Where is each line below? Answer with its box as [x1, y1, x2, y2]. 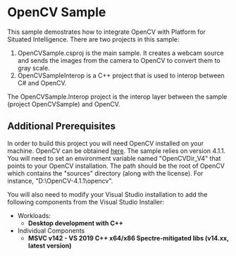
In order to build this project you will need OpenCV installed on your [7, 139, 204, 147]
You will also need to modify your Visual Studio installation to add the [7, 190, 208, 198]
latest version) [27, 241, 72, 250]
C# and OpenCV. [17, 78, 67, 87]
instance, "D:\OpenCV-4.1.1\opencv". [7, 176, 113, 185]
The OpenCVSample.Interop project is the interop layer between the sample [7, 92, 228, 101]
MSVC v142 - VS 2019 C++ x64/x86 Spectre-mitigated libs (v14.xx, [27, 233, 229, 242]
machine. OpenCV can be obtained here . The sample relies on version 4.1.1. [7, 146, 226, 155]
